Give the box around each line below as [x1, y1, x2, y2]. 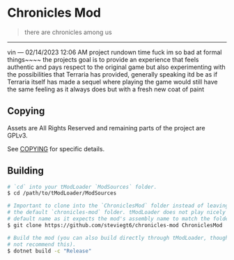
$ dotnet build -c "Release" [7, 247, 92, 254]
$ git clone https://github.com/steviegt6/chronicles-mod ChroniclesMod [7, 222, 223, 229]
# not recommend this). [7, 240, 77, 248]
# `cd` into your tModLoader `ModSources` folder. [7, 183, 157, 190]
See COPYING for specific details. [7, 144, 105, 153]
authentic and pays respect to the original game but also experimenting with [7, 63, 226, 71]
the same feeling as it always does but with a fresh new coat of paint [7, 85, 204, 93]
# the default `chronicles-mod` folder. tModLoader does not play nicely [7, 209, 226, 216]
